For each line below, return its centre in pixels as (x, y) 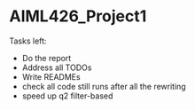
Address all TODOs (57, 67)
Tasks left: (28, 41)
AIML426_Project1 (78, 16)
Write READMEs (51, 76)
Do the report (47, 58)
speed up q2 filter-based (67, 96)
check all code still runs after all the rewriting (104, 86)
